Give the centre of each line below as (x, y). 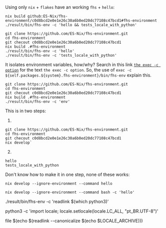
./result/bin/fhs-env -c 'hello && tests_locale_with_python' (71, 25)
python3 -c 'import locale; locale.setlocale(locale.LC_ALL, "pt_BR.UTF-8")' (82, 211)
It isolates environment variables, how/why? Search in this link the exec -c (82, 65)
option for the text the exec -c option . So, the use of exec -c (69, 70)
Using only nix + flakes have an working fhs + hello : (60, 7)
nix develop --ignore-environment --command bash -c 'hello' (70, 192)
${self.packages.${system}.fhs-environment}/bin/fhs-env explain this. (79, 75)
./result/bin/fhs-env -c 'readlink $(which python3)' (57, 201)
